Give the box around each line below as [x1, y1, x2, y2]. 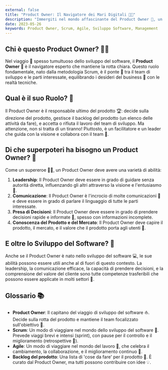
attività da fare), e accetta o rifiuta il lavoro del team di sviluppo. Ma [5, 120, 144, 126]
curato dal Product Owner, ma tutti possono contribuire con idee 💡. [12, 359, 151, 365]
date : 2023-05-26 [5, 21, 42, 27]
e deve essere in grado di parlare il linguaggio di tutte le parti [12, 198, 138, 204]
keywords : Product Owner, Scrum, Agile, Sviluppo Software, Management [5, 26, 158, 31]
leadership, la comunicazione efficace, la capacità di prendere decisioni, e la [5, 265, 164, 272]
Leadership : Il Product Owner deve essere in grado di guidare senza [12, 177, 154, 183]
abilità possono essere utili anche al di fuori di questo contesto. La [5, 260, 142, 266]
